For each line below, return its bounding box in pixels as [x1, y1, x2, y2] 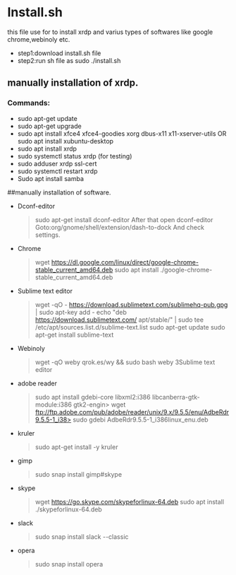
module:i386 [35, 400, 73, 409]
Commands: [7, 98, 51, 108]
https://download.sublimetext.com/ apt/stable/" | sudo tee [35, 315, 204, 324]
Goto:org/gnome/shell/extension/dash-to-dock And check [35, 223, 204, 231]
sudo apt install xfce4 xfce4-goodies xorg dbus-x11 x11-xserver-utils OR [17, 129, 227, 138]
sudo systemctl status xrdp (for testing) [17, 151, 132, 160]
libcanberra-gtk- [151, 393, 200, 401]
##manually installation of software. [7, 188, 111, 197]
